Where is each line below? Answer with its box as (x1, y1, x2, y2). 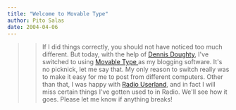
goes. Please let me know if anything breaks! (42, 95, 173, 104)
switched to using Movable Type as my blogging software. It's (42, 58, 223, 66)
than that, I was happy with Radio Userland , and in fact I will (42, 80, 216, 89)
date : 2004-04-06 (7, 23, 58, 30)
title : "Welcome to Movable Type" (7, 10, 109, 18)
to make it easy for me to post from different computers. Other (42, 73, 223, 81)
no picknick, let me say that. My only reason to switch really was (42, 65, 230, 74)
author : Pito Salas (7, 17, 65, 24)
